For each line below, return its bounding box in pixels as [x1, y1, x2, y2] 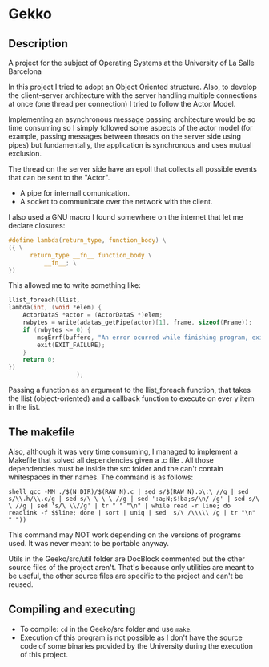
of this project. [19, 649, 69, 659]
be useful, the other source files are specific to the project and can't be [8, 571, 243, 580]
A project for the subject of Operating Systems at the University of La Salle [8, 58, 255, 67]
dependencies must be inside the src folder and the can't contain [8, 463, 224, 473]
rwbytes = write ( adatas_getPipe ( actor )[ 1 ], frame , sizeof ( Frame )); [22, 318, 252, 326]
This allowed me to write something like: [8, 281, 142, 290]
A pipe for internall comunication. [19, 188, 130, 197]
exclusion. [8, 149, 42, 158]
